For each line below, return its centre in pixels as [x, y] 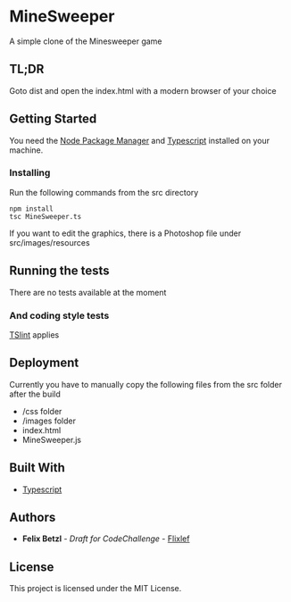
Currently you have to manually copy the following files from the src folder [146, 384]
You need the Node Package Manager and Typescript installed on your [140, 140]
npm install [31, 209]
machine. [26, 150]
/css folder [42, 411]
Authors [33, 517]
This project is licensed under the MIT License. [96, 589]
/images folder [49, 421]
